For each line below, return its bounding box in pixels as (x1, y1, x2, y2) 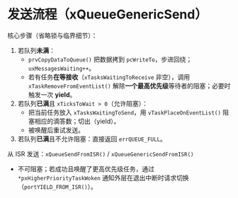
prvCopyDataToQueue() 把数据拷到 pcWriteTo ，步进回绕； (28, 54, 193, 64)
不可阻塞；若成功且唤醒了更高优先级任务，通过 (17, 164, 154, 173)
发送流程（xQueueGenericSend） (7, 6, 208, 23)
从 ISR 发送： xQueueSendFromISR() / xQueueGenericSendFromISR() (7, 149, 194, 158)
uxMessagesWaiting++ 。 (28, 64, 96, 72)
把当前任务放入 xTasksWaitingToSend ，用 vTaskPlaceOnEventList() (28, 107, 222, 117)
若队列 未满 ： (17, 46, 55, 54)
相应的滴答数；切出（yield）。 (34, 117, 120, 125)
